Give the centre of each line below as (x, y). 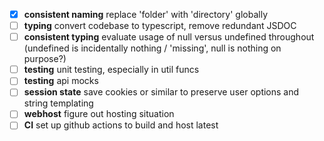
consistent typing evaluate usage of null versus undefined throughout (169, 37)
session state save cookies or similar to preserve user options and (161, 92)
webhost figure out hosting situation (99, 114)
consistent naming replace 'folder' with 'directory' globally (146, 14)
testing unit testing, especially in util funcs (111, 70)
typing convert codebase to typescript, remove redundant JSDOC (160, 26)
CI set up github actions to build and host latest (121, 125)
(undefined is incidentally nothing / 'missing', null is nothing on (152, 48)
